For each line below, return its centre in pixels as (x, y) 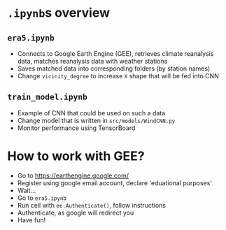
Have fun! (31, 220)
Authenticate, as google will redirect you (76, 213)
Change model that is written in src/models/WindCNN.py (96, 120)
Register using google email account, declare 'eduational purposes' (114, 182)
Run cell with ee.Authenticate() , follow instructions (92, 205)
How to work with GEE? (76, 156)
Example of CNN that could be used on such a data (91, 113)
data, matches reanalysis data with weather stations (92, 61)
